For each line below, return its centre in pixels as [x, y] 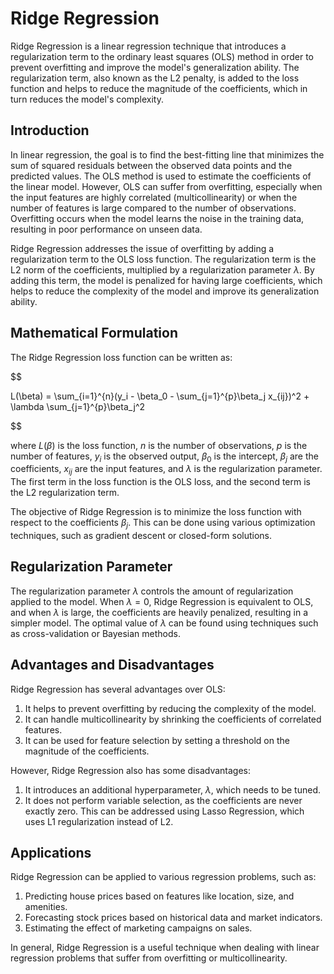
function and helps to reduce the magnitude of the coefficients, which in [159, 88]
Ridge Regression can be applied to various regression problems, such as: [163, 877]
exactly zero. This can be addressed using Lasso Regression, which [164, 811]
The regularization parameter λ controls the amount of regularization [152, 591]
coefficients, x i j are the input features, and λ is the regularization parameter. [166, 470]
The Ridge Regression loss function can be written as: [121, 357]
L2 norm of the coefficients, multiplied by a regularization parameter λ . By [162, 269]
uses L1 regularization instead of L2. [99, 821]
